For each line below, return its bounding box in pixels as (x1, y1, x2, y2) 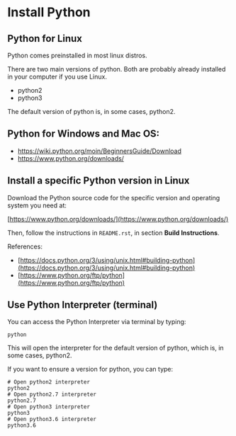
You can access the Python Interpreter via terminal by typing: (7, 318, 186, 326)
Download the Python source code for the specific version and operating (7, 193, 220, 202)
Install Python (7, 4, 91, 21)
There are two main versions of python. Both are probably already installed (7, 65, 226, 73)
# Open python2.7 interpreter (7, 391, 97, 398)
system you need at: (7, 201, 67, 210)
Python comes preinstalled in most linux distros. (7, 51, 147, 59)
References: (7, 242, 43, 251)
